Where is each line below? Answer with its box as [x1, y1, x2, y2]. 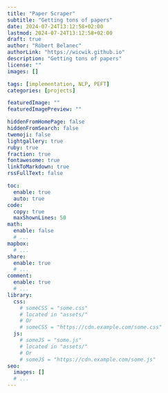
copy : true [13, 208, 45, 215]
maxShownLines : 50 [13, 214, 67, 221]
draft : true [7, 36, 41, 43]
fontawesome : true [7, 157, 60, 164]
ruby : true [7, 144, 39, 151]
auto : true [13, 195, 45, 202]
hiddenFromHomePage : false [7, 118, 85, 125]
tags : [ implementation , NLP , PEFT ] [7, 80, 110, 87]
